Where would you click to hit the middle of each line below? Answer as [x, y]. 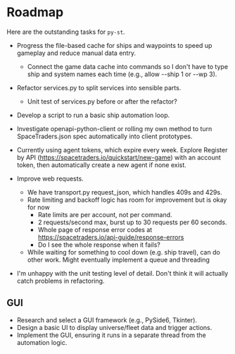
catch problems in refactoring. [61, 281]
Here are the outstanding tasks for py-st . [66, 32]
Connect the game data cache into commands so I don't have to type [128, 66]
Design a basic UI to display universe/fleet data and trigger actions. [114, 327]
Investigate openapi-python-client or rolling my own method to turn [114, 128]
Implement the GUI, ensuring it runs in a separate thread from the [112, 335]
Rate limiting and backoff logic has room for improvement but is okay [127, 200]
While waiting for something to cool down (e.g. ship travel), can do [124, 252]
